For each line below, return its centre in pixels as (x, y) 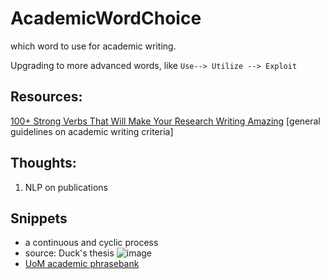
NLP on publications (66, 187)
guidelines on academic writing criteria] (92, 131)
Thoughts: (43, 163)
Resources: (46, 97)
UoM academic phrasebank (82, 264)
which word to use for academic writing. (93, 46)
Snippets (39, 218)
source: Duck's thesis (69, 253)
